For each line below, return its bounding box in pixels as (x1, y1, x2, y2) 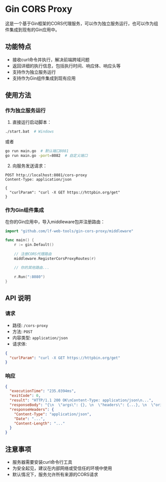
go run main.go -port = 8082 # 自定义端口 (5, 153, 88, 158)
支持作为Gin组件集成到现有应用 (12, 75, 76, 81)
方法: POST (12, 328, 33, 335)
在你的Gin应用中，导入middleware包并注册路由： (5, 219, 105, 225)
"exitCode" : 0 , (9, 393, 41, 398)
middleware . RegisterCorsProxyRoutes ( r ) (14, 256, 96, 261)
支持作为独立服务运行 (12, 69, 56, 75)
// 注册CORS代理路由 (14, 251, 52, 256)
